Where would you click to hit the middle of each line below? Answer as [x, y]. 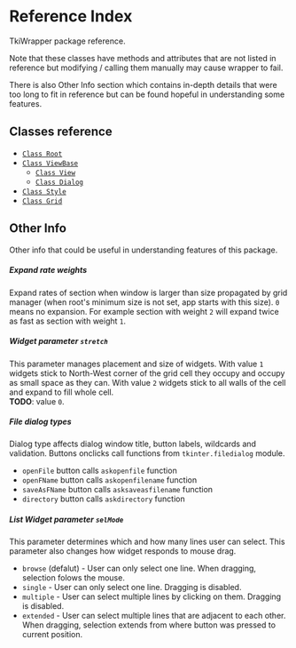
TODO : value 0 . [37, 401]
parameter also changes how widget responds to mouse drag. [123, 551]
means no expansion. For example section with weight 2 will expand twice [144, 311]
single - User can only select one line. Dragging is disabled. [132, 588]
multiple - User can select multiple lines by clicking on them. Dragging [152, 596]
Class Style [44, 192]
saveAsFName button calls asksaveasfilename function [117, 490]
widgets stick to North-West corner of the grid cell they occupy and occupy [147, 373]
